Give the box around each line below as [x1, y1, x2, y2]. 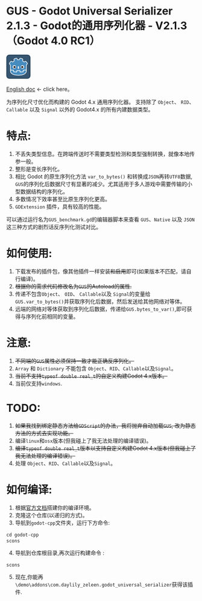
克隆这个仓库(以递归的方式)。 [14, 511, 89, 518]
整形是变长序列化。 [14, 165, 63, 172]
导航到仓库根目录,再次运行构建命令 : [14, 549, 104, 556]
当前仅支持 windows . [14, 379, 62, 387]
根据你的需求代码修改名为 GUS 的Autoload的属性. [14, 282, 132, 290]
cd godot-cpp [6, 532, 39, 538]
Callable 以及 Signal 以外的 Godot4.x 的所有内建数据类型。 [6, 105, 154, 113]
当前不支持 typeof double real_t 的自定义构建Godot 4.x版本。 [14, 372, 168, 379]
